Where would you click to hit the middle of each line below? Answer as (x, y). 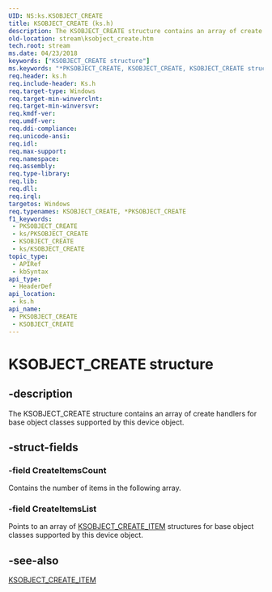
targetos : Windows (39, 204)
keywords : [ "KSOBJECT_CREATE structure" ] (79, 61)
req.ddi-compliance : (43, 129)
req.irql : (25, 196)
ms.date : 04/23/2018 (43, 53)
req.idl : (23, 144)
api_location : (32, 294)
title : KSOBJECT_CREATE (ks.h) (61, 23)
